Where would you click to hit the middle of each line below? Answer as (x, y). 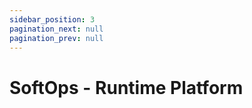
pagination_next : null (56, 29)
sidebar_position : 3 (52, 19)
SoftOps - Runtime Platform (126, 87)
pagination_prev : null (56, 38)
